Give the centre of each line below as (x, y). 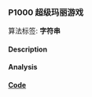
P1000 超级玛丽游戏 (46, 12)
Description (28, 49)
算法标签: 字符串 (34, 31)
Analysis (23, 67)
